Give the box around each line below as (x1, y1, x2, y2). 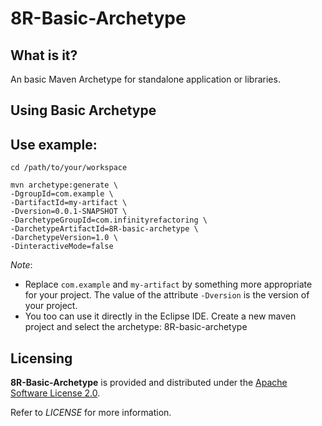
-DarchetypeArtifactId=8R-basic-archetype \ (10, 224, 199, 234)
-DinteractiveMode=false (10, 242, 114, 252)
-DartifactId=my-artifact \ (10, 198, 128, 208)
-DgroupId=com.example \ (10, 189, 114, 199)
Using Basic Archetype (10, 102, 157, 119)
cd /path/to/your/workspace (10, 163, 128, 173)
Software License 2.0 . (10, 387, 101, 399)
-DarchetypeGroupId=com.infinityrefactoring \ (10, 215, 208, 226)
